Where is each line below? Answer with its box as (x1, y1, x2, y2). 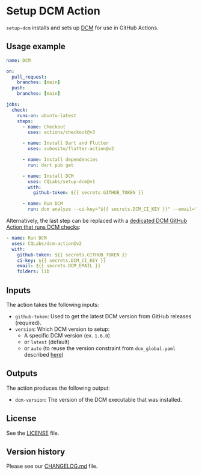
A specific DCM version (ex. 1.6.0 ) (23, 331, 110, 339)
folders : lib (17, 268, 50, 274)
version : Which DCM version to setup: (14, 325, 110, 333)
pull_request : (11, 74, 47, 80)
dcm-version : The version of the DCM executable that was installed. (14, 396, 182, 403)
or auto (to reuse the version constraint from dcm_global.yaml (23, 344, 176, 352)
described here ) (23, 351, 64, 358)
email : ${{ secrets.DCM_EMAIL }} (17, 263, 101, 269)
